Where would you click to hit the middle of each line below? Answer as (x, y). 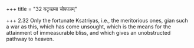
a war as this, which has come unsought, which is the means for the (89, 27)
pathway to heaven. (30, 39)
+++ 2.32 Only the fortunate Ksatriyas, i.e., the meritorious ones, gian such (97, 21)
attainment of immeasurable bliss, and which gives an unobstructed (88, 33)
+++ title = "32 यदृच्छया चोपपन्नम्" (42, 9)
